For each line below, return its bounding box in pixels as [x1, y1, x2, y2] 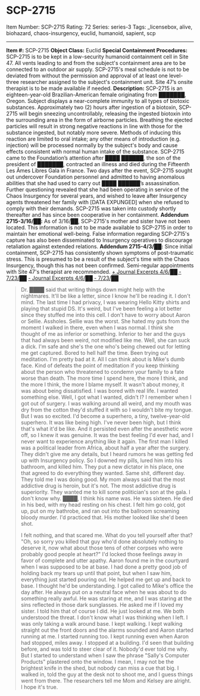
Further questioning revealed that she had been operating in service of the [6, 186, 189, 193]
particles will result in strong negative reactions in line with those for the [6, 123, 183, 130]
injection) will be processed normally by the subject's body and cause [6, 141, 178, 149]
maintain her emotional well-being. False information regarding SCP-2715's [6, 230, 190, 237]
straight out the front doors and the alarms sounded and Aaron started [20, 626, 193, 633]
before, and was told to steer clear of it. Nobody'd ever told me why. [20, 645, 189, 653]
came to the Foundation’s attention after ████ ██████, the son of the [6, 154, 181, 161]
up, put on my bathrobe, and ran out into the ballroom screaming [20, 507, 180, 514]
